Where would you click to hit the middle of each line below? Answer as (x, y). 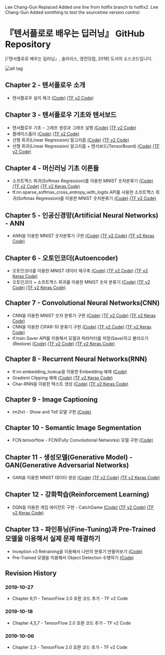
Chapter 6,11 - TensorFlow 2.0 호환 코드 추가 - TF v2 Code (70, 599)
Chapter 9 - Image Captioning (52, 400)
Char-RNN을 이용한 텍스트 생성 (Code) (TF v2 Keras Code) (70, 384)
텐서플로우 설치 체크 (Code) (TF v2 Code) (53, 98)
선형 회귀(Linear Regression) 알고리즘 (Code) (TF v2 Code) (71, 140)
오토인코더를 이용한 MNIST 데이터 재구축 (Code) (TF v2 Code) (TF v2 (80, 271)
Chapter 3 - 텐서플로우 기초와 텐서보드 (61, 115)
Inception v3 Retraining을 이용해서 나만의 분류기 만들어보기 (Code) (77, 551)
